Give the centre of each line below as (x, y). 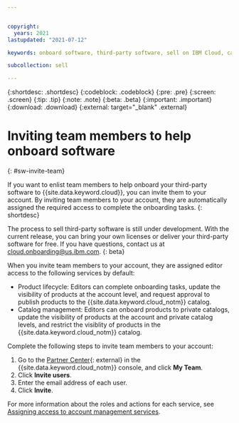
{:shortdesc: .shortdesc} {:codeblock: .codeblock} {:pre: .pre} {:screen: (112, 92)
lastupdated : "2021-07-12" (47, 40)
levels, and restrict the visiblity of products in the (89, 325)
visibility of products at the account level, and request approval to (114, 295)
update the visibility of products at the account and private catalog (115, 317)
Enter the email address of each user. (73, 383)
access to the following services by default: (71, 273)
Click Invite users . (45, 375)
